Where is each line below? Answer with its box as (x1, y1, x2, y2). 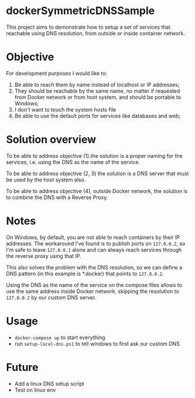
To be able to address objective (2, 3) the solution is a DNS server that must (6, 170, 189, 177)
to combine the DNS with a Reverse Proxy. (6, 194, 108, 201)
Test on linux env (14, 386, 56, 393)
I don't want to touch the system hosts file (14, 106, 117, 113)
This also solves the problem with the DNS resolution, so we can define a (6, 264, 183, 271)
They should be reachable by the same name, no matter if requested (14, 87, 180, 95)
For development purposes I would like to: (6, 69, 107, 77)
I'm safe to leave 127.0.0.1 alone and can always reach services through (6, 246, 182, 253)
